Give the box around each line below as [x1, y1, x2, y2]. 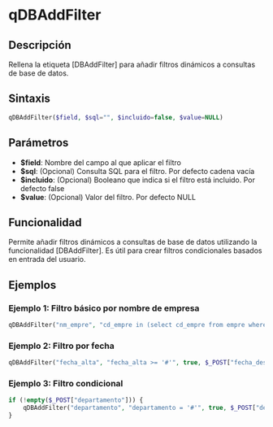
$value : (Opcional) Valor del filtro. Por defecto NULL [19, 192, 197, 202]
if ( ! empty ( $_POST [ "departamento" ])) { [8, 396, 144, 404]
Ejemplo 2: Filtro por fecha [8, 340, 115, 351]
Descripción [8, 38, 71, 52]
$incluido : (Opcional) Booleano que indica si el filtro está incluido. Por [19, 175, 256, 185]
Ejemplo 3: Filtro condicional [8, 377, 123, 389]
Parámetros [8, 136, 69, 150]
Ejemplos [8, 278, 57, 292]
